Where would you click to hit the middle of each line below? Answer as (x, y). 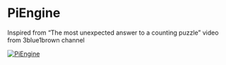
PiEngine (34, 13)
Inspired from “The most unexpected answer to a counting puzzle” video (113, 32)
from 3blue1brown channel (46, 40)
